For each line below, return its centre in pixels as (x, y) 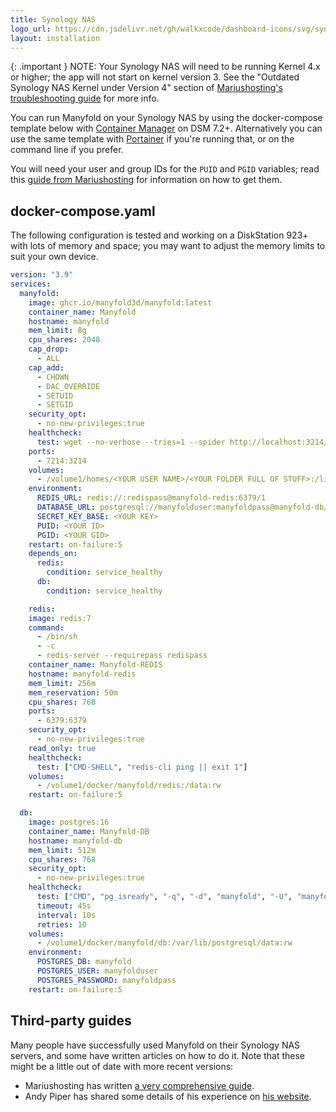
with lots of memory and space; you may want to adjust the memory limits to (168, 246)
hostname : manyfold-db (75, 841)
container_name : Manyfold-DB (89, 831)
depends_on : (53, 554)
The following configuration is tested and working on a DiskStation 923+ (159, 235)
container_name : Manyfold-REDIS (95, 665)
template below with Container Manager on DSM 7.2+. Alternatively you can (166, 128)
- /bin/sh (57, 637)
